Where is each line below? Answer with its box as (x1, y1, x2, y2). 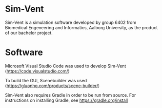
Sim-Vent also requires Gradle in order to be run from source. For (5, 92, 136, 98)
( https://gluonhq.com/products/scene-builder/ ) (5, 83, 100, 89)
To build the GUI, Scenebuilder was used (5, 77, 87, 83)
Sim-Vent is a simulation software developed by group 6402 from (5, 19, 137, 25)
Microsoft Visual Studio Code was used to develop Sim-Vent (5, 63, 126, 69)
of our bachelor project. (5, 30, 53, 36)
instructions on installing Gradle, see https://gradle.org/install (5, 97, 128, 103)
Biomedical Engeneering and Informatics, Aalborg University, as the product (5, 24, 158, 30)
